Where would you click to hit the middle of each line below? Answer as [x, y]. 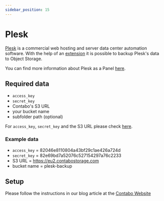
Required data [27, 84]
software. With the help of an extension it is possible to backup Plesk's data [82, 53]
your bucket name [31, 112]
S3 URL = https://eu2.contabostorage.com [56, 161]
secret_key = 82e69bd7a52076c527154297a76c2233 [67, 155]
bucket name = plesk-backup [42, 166]
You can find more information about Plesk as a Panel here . [65, 68]
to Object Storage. [24, 59]
